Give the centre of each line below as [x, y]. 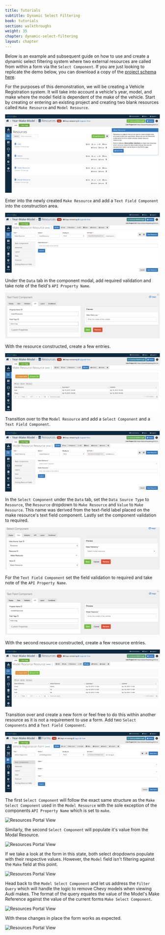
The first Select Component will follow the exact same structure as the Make [80, 800]
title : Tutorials [23, 10]
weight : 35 [16, 31]
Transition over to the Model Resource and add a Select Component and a [78, 419]
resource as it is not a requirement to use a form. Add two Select [71, 720]
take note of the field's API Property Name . [48, 286]
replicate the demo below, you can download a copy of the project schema [81, 72]
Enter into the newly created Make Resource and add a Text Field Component [82, 201]
